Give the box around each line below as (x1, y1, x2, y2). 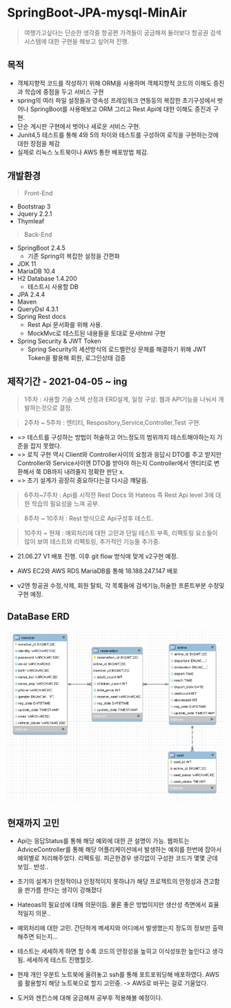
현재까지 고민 (7, 817, 60, 829)
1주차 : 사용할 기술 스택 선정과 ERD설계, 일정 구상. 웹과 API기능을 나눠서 (23, 395, 217, 404)
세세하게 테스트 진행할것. (26, 956, 93, 964)
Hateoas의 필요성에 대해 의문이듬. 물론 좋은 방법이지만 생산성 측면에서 (17, 900, 207, 909)
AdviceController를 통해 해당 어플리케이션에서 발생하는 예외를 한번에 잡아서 (17, 845, 222, 853)
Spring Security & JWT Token (17, 337, 101, 345)
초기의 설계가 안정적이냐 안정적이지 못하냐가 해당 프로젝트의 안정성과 (17, 878, 202, 885)
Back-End (23, 230, 52, 239)
